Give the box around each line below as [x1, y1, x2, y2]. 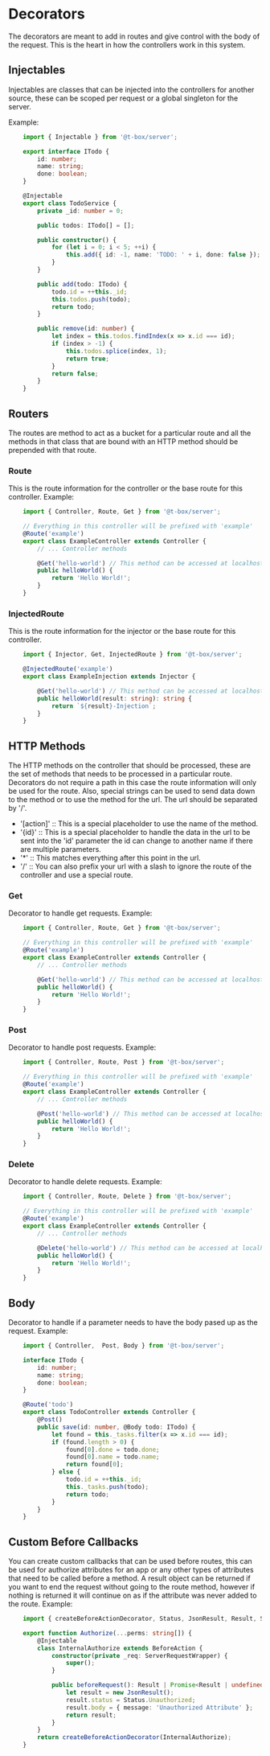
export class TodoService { [22, 199, 117, 208]
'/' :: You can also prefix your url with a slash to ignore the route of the [19, 862, 252, 871]
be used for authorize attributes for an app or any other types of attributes [8, 1565, 255, 1575]
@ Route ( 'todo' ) [22, 1400, 74, 1409]
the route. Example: [8, 1599, 73, 1609]
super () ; [65, 1659, 95, 1668]
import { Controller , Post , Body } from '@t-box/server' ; [22, 1342, 225, 1350]
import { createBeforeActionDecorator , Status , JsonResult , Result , [22, 1614, 257, 1623]
